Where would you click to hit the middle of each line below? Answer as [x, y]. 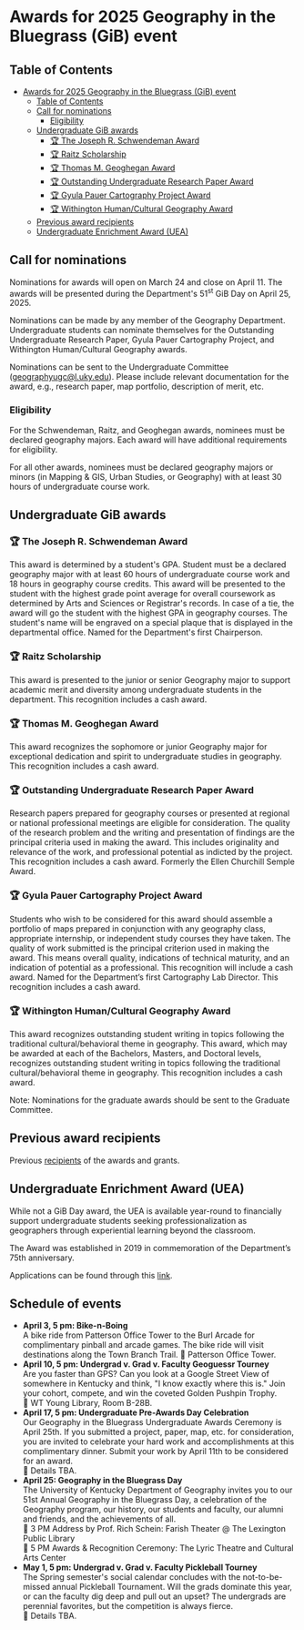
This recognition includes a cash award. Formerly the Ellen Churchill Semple [152, 861]
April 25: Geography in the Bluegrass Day [102, 1481]
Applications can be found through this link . [91, 1275]
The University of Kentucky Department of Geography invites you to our [157, 1490]
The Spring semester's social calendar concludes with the [132, 1577]
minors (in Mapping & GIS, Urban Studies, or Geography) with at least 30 [146, 476]
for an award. [48, 1461]
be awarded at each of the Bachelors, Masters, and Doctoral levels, [136, 1053]
